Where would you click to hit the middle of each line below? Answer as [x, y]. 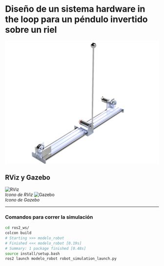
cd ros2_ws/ [17, 228]
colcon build [18, 233]
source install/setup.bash [32, 254]
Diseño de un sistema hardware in [75, 9]
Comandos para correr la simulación [49, 217]
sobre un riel [31, 30]
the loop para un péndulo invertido [76, 19]
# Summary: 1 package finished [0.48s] [46, 248]
